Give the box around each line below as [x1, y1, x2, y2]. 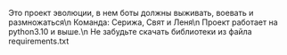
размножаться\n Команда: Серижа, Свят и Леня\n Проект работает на [8, 17, 278, 27]
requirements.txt [8, 35, 70, 46]
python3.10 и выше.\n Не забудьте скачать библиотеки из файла [8, 27, 252, 36]
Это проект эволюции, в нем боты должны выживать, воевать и [8, 8, 254, 18]
